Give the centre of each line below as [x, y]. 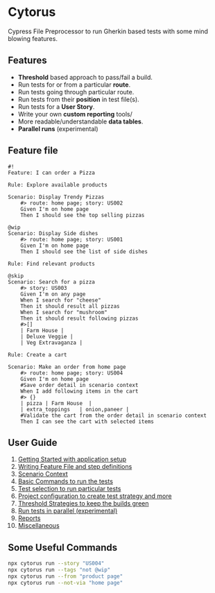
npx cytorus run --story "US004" [56, 564]
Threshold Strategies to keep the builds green [83, 504]
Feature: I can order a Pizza [52, 173]
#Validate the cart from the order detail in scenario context [114, 415]
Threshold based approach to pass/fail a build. [85, 77]
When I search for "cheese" [61, 300]
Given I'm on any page [53, 294]
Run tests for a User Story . [56, 106]
